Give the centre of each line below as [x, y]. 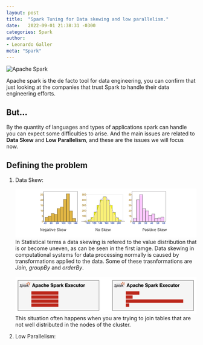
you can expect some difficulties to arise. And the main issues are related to [101, 134]
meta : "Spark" [24, 51]
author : [16, 38]
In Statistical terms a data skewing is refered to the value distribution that [106, 242]
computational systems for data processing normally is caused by [97, 254]
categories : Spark [29, 32]
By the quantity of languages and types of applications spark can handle [97, 127]
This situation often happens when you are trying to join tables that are [103, 318]
